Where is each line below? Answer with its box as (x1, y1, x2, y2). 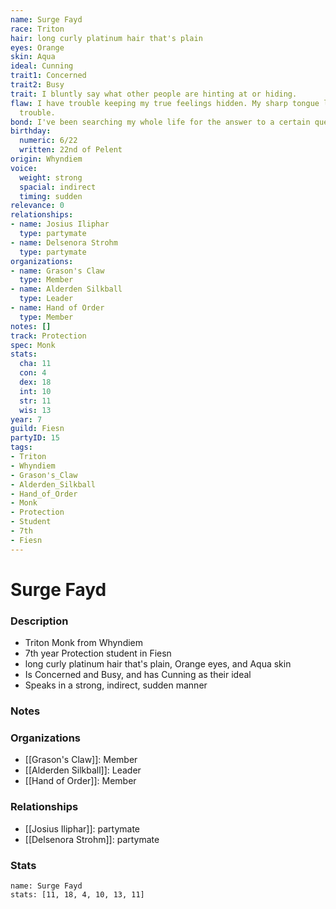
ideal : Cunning (10, 61, 74, 71)
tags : (10, 442, 33, 453)
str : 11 (19, 396, 52, 406)
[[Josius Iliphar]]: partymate (24, 822, 140, 835)
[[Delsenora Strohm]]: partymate (24, 833, 160, 845)
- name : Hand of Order (10, 303, 105, 313)
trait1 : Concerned (10, 71, 87, 81)
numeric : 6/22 (19, 136, 78, 146)
